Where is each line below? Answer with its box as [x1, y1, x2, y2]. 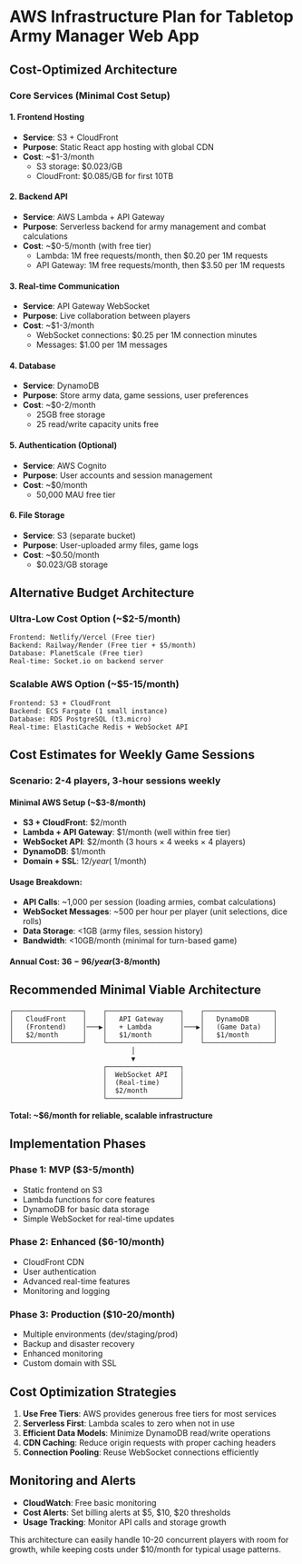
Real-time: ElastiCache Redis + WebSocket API [9, 722, 189, 732]
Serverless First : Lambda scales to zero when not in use [22, 1418, 236, 1429]
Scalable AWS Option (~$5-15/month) [9, 678, 180, 691]
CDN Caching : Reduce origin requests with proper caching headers [22, 1437, 277, 1448]
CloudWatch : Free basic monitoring [22, 1497, 157, 1508]
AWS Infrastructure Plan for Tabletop [9, 6, 294, 27]
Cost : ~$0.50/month [22, 549, 100, 560]
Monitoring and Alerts [9, 1473, 136, 1489]
